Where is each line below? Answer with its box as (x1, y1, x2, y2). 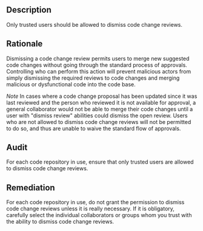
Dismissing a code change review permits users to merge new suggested (6, 55, 190, 62)
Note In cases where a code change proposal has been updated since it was (6, 92, 198, 100)
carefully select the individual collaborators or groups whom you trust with (6, 212, 192, 219)
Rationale (6, 39, 43, 49)
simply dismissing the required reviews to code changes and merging (6, 74, 180, 81)
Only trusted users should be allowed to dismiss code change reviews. (6, 21, 183, 28)
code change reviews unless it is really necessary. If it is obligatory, (6, 205, 175, 212)
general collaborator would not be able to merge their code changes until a (6, 105, 193, 112)
